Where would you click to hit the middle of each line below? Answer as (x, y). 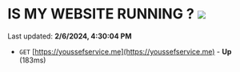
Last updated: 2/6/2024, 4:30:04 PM (70, 36)
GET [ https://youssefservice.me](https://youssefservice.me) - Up (125, 51)
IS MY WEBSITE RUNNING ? (101, 14)
